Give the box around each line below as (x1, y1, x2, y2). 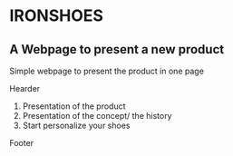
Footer (9, 138, 34, 148)
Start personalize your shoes (22, 120, 131, 131)
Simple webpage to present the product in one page (9, 65, 204, 76)
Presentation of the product (22, 101, 126, 112)
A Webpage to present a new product (9, 42, 225, 57)
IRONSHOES (9, 5, 104, 26)
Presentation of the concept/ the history (22, 111, 172, 121)
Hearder (9, 83, 41, 93)
